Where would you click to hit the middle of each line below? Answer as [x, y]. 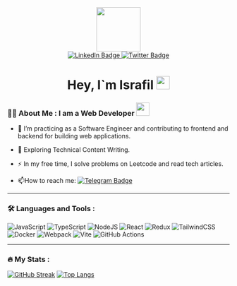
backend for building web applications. [74, 136]
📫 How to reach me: [47, 181]
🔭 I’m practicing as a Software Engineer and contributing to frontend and [123, 129]
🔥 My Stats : [29, 259]
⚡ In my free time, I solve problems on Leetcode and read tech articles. [120, 164]
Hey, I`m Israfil [110, 85]
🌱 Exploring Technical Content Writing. [74, 150]
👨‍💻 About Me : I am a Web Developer [71, 114]
